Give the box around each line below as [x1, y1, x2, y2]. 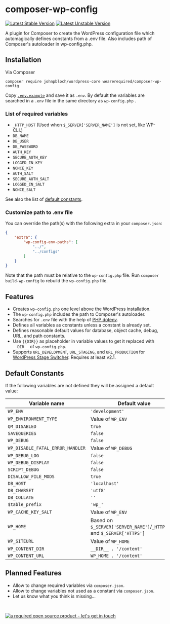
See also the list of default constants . [5, 196, 83, 202]
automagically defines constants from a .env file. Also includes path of [5, 35, 152, 42]
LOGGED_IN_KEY [12, 161, 42, 166]
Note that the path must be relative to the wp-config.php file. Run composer [5, 272, 159, 278]
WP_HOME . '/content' [90, 553, 143, 559]
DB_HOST [8, 481, 26, 486]
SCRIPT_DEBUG [8, 466, 39, 472]
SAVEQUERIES [8, 430, 37, 436]
